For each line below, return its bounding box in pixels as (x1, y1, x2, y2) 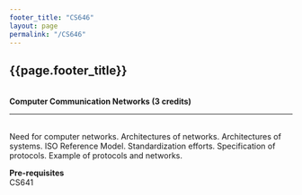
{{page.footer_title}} (9, 63, 128, 78)
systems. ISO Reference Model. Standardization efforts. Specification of (9, 140, 276, 152)
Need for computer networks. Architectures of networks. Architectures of (9, 131, 281, 142)
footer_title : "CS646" (9, 13, 94, 22)
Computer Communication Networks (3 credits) (9, 96, 191, 107)
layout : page (9, 21, 58, 30)
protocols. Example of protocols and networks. (9, 150, 182, 161)
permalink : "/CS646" (9, 30, 87, 38)
